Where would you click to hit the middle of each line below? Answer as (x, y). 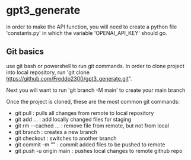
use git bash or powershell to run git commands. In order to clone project (95, 66)
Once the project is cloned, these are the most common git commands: (93, 101)
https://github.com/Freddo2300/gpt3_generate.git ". (69, 78)
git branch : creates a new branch (56, 132)
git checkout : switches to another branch (66, 138)
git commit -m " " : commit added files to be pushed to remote (90, 144)
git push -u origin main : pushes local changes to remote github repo (98, 151)
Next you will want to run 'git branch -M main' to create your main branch (96, 90)
